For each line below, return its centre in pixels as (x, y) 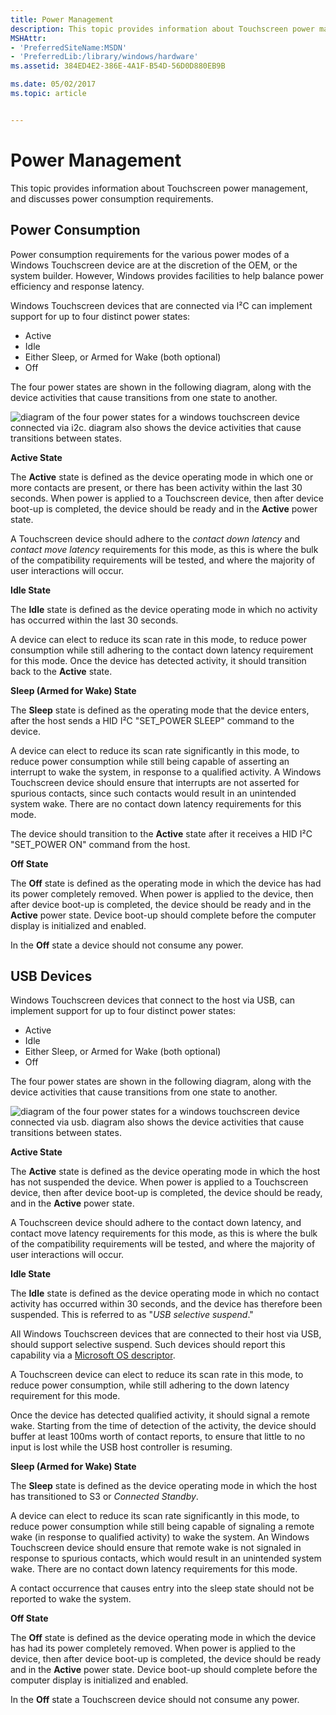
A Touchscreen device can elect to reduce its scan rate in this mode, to (157, 1375)
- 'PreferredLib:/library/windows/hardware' (104, 57)
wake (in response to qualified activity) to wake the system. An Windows (160, 1537)
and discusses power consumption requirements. (112, 198)
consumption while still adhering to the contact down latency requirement (162, 650)
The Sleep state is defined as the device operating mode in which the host (164, 1486)
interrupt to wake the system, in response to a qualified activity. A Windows (166, 772)
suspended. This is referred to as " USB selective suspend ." (132, 1315)
